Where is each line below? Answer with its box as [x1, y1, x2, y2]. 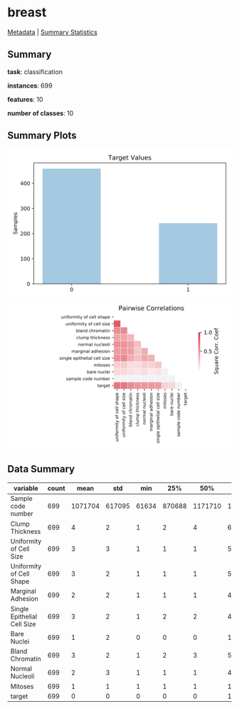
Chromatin [10, 655, 41, 663]
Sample [10, 495, 33, 503]
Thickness [10, 527, 41, 535]
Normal [10, 664, 32, 673]
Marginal [10, 587, 37, 596]
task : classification [7, 67, 63, 76]
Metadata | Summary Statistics [7, 28, 97, 36]
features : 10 [7, 95, 43, 103]
